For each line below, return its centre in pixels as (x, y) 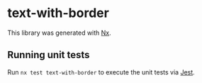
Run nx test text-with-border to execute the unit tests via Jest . (101, 72)
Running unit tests (49, 55)
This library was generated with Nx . (59, 33)
